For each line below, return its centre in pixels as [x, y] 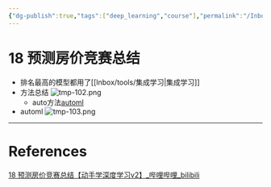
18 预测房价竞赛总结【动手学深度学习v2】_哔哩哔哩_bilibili [104, 175]
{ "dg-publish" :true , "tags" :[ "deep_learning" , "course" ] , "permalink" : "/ [129, 16]
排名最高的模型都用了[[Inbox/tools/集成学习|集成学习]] [110, 82]
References [48, 151]
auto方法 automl [58, 102]
